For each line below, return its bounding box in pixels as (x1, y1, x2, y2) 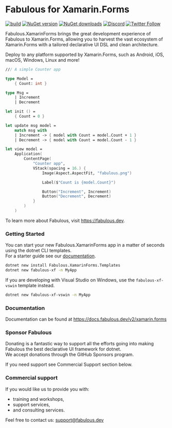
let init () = (5, 109, 36, 114)
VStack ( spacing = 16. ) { (32, 165, 86, 171)
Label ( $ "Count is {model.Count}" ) (42, 180, 116, 185)
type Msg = (5, 90, 29, 96)
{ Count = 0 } (14, 114, 45, 119)
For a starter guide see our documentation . (5, 253, 96, 259)
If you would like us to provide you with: (5, 386, 90, 392)
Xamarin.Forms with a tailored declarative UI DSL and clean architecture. (5, 41, 159, 47)
